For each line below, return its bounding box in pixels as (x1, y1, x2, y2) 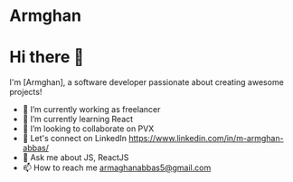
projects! (9, 87, 43, 98)
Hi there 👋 (9, 47, 84, 68)
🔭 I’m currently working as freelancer (22, 104, 161, 115)
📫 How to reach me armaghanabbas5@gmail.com (22, 162, 212, 173)
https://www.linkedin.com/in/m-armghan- (128, 133, 284, 144)
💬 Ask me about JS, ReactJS (22, 152, 129, 163)
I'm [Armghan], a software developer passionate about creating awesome (9, 77, 285, 88)
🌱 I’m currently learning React (22, 114, 134, 125)
